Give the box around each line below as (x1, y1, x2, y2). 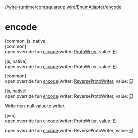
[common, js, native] (5, 38, 47, 44)
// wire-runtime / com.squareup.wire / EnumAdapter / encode (5, 4, 122, 10)
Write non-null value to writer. (5, 103, 66, 109)
